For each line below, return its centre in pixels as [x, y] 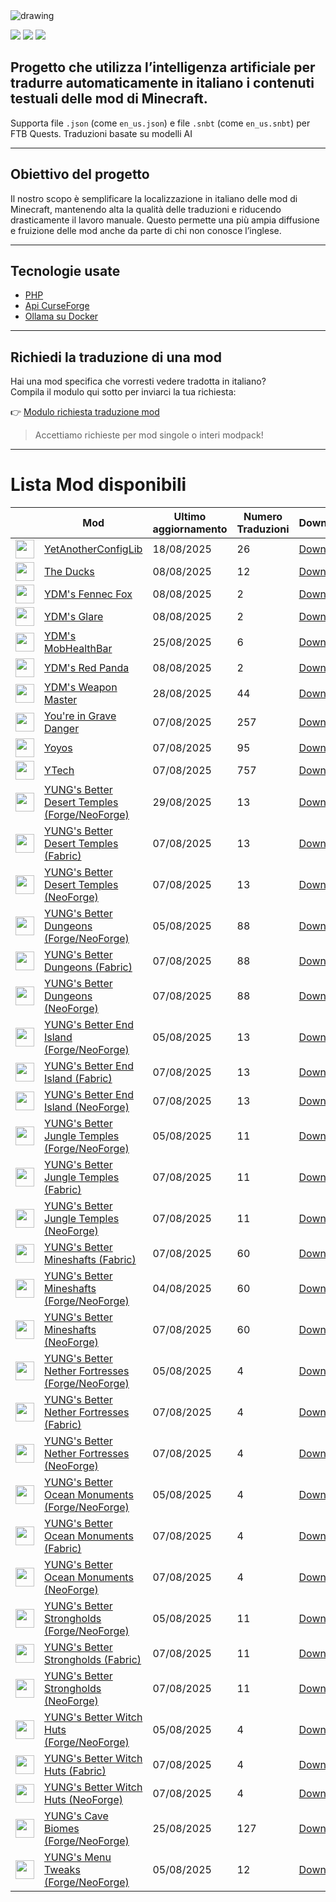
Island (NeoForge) [87, 1107]
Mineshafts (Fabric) [90, 1260]
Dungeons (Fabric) [88, 967]
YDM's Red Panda [87, 668]
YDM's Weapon [81, 687]
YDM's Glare [74, 617]
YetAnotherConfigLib [93, 549]
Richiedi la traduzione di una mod [116, 357]
